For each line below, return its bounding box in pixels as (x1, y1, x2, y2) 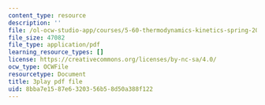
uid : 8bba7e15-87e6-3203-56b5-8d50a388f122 (8, 84, 154, 93)
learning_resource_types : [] (8, 48, 104, 56)
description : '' (8, 19, 62, 27)
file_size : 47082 (8, 33, 65, 42)
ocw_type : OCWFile (8, 63, 69, 71)
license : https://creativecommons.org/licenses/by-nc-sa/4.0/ (8, 56, 217, 64)
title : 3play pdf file (8, 77, 83, 85)
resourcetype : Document (8, 70, 87, 78)
